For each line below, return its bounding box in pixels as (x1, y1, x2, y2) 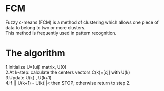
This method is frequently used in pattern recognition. (5, 30, 117, 36)
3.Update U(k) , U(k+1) (5, 74, 52, 80)
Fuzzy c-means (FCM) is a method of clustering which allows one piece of (5, 19, 159, 25)
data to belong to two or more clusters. (5, 24, 86, 30)
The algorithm (5, 48, 65, 59)
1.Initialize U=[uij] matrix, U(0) (5, 64, 67, 70)
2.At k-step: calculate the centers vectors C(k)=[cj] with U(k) (5, 69, 130, 75)
